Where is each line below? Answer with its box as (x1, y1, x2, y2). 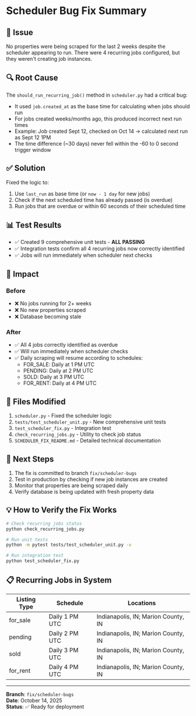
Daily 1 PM (48, 612, 79, 621)
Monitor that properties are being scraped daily (14, 482, 128, 489)
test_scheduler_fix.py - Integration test (14, 425, 111, 432)
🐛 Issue (6, 27, 33, 37)
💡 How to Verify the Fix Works (6, 505, 117, 515)
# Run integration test (6, 553, 64, 559)
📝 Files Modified (6, 397, 66, 407)
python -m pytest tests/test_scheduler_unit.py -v (6, 542, 132, 548)
